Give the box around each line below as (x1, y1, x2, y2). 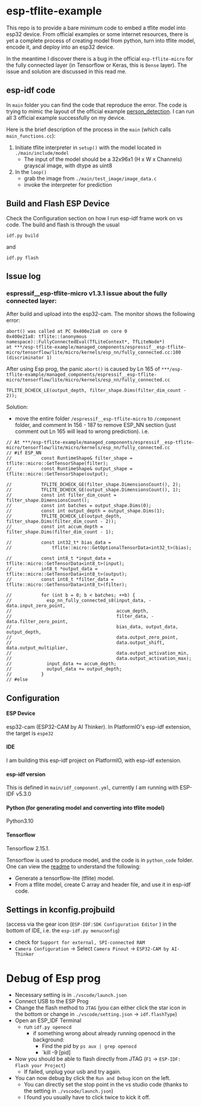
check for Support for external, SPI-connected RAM (14, 938, 145, 946)
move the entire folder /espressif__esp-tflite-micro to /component (14, 415, 181, 422)
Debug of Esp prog (6, 971, 101, 985)
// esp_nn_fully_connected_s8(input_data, (6, 597, 146, 603)
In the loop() (14, 168, 47, 175)
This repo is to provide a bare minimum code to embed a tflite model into (6, 24, 186, 31)
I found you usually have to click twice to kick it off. (23, 1094, 151, 1101)
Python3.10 (6, 817, 34, 825)
